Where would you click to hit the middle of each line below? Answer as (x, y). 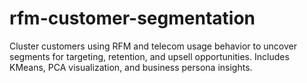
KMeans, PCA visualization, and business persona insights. (131, 67)
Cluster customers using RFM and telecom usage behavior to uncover (153, 46)
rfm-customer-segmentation (132, 18)
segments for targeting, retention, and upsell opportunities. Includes (149, 56)
